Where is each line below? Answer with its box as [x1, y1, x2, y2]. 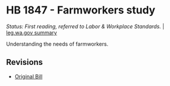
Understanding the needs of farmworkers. [6, 40, 109, 47]
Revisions [6, 57, 43, 67]
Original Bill [14, 73, 43, 80]
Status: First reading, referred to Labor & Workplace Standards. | [6, 23, 165, 30]
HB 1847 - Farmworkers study [6, 4, 155, 17]
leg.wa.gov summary [6, 29, 57, 36]
